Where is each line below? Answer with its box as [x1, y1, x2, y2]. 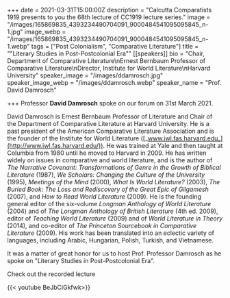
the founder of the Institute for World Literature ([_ [7, 134, 149, 142]
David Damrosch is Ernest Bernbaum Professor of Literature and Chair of [7, 112, 213, 121]
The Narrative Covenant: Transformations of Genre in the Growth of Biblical [7, 164, 221, 171]
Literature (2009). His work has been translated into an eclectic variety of [7, 229, 214, 237]
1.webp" [7, 42, 30, 50]
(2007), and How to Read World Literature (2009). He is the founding [7, 193, 202, 201]
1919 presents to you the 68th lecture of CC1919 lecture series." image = [7, 13, 211, 21]
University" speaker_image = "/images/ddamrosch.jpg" [7, 71, 163, 79]
